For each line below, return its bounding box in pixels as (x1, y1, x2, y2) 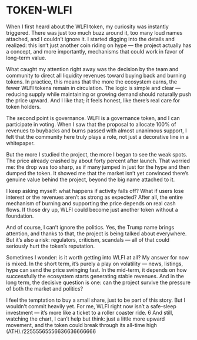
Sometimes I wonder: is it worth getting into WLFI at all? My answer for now (6, 254, 189, 261)
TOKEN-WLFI (6, 4, 72, 17)
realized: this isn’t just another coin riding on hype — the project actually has (6, 42, 192, 49)
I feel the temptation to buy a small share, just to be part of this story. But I (6, 296, 186, 304)
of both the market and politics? (6, 285, 84, 292)
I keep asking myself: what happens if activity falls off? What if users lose (6, 187, 184, 194)
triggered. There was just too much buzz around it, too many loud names (6, 29, 183, 36)
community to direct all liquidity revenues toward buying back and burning (6, 72, 186, 79)
